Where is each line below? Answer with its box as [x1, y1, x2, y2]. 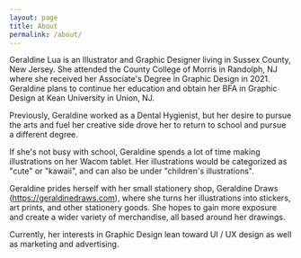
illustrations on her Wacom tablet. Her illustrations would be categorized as [9, 156, 288, 167]
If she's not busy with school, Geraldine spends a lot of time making [9, 147, 261, 157]
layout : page [9, 13, 58, 22]
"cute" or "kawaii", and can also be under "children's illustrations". [9, 165, 254, 176]
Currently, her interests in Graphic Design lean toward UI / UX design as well [9, 229, 292, 240]
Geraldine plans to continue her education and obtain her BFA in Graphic [9, 83, 278, 94]
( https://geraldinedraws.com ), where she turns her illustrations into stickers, [9, 192, 291, 203]
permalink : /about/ [9, 30, 83, 39]
